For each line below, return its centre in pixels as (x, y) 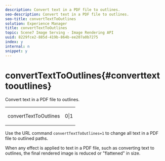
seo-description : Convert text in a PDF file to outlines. (67, 14)
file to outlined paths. (27, 138)
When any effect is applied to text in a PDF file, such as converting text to (80, 148)
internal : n (17, 46)
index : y (14, 42)
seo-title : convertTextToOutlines (41, 19)
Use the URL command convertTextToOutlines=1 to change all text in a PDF (82, 133)
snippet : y (16, 51)
